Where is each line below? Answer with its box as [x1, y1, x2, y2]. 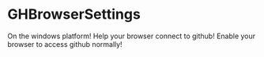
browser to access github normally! [7, 39, 123, 48]
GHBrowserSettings [7, 5, 141, 23]
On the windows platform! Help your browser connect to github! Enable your [7, 31, 256, 41]
